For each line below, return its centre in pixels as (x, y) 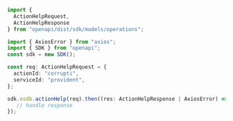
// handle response (44, 105)
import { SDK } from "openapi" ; (54, 48)
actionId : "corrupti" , (46, 73)
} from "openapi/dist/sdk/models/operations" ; (76, 29)
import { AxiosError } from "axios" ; (62, 41)
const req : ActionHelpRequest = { (57, 67)
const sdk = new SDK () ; (42, 55)
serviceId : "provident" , (49, 80)
